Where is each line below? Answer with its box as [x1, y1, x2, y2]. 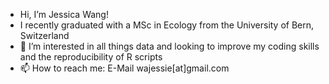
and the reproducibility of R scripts [19, 51, 163, 63]
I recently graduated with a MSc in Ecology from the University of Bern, [19, 19, 315, 31]
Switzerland [19, 30, 70, 41]
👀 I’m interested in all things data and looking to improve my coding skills [19, 40, 320, 52]
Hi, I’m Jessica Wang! [19, 9, 109, 20]
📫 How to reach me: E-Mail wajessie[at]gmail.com [19, 62, 230, 74]
